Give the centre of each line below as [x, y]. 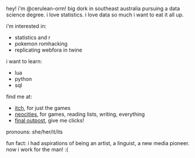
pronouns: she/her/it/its [34, 132]
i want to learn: [24, 61]
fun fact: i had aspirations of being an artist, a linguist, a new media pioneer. [98, 143]
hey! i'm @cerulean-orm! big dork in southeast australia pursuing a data [93, 9]
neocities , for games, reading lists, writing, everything [80, 114]
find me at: [19, 97]
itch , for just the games [43, 108]
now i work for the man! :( [37, 149]
